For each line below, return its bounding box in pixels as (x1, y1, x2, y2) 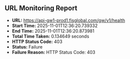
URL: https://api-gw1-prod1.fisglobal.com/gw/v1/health (11, 17, 125, 23)
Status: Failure (11, 43, 43, 49)
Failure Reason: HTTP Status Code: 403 (11, 49, 95, 55)
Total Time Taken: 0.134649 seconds (11, 33, 89, 39)
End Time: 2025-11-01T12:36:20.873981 (11, 27, 94, 34)
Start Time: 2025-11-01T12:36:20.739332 (11, 22, 98, 28)
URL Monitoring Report (4, 4, 78, 12)
